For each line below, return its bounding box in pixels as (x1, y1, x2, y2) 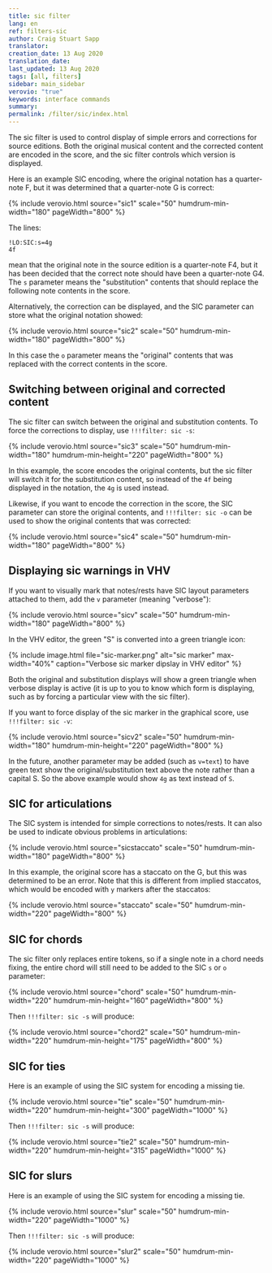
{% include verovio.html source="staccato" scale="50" (8, 900, 193, 910)
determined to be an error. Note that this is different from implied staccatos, (8, 875, 261, 886)
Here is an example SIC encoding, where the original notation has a (8, 174, 234, 184)
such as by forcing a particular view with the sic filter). (8, 692, 191, 702)
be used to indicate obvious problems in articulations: (8, 827, 188, 837)
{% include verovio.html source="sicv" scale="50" (8, 610, 178, 619)
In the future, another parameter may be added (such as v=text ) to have (8, 756, 249, 766)
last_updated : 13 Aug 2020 (8, 65, 100, 73)
